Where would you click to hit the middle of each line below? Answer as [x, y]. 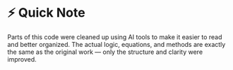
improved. [22, 59]
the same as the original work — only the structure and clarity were [105, 52]
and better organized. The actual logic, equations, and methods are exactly [116, 44]
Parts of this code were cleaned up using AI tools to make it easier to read [115, 37]
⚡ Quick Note [47, 13]
